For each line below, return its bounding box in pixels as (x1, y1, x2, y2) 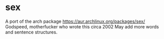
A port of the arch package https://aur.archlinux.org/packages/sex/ (5, 18, 145, 24)
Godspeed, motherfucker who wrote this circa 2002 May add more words (5, 23, 159, 29)
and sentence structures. (5, 29, 58, 35)
